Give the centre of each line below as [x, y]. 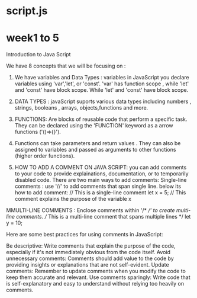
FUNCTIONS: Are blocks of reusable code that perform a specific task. [101, 119]
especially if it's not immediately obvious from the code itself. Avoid [88, 252]
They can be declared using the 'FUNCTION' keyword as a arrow [94, 126]
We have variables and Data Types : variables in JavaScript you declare [102, 78]
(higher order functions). [45, 156]
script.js [27, 11]
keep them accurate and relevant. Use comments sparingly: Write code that [98, 277]
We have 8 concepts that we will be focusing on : [66, 66]
